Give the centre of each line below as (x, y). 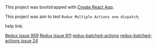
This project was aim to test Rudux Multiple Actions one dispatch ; (72, 16)
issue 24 (29, 41)
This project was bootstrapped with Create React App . (60, 7)
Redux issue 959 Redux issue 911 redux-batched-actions (62, 36)
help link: (14, 26)
